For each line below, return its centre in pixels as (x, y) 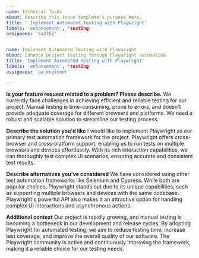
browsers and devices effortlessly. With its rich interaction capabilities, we (97, 150)
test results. (20, 162)
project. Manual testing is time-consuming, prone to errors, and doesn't (94, 106)
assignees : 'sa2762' (32, 34)
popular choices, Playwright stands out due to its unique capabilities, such (97, 186)
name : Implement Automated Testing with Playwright (71, 50)
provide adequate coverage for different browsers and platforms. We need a (99, 113)
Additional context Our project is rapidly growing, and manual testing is (94, 217)
